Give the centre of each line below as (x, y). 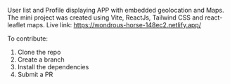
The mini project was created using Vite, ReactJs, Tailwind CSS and (106, 17)
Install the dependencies (53, 67)
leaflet (17, 25)
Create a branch (41, 59)
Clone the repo (39, 52)
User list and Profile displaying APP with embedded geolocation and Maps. (116, 10)
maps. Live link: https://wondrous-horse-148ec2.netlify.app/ (114, 25)
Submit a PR (35, 74)
